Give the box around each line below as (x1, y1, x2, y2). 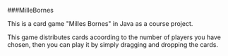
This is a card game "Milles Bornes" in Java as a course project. (7, 20, 193, 27)
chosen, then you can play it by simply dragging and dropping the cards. (7, 41, 219, 48)
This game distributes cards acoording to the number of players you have (7, 33, 221, 41)
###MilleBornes (7, 6, 54, 14)
